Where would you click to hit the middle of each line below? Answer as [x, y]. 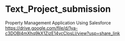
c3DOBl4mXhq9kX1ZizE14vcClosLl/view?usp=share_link [62, 33]
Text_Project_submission [58, 9]
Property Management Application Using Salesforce [58, 23]
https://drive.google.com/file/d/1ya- [42, 28]
